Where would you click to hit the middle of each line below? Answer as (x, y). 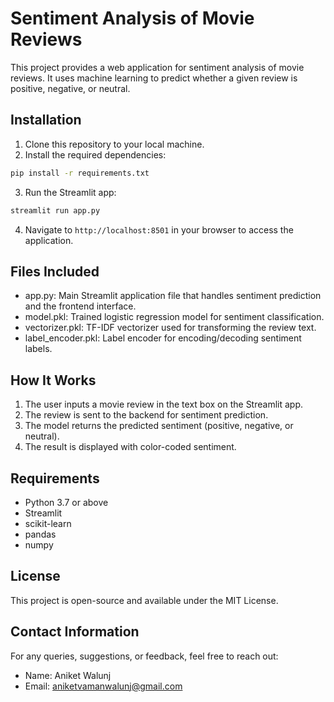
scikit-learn (48, 523)
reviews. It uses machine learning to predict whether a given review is (154, 78)
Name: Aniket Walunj (68, 675)
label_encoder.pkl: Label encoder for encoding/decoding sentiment (163, 338)
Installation (46, 120)
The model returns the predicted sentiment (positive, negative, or (159, 426)
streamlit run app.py (55, 210)
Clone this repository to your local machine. (114, 144)
